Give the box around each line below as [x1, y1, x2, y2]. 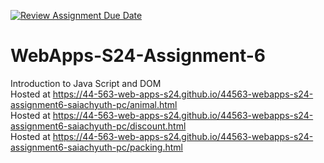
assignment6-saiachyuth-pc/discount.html [10, 120, 187, 132]
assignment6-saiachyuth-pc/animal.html [10, 98, 178, 110]
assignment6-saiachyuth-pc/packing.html [10, 141, 183, 153]
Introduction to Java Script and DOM [10, 77, 162, 89]
